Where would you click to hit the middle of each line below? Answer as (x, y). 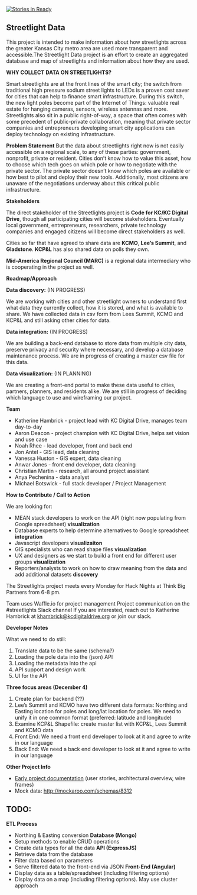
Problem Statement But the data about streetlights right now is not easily (95, 146)
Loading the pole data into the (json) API (64, 656)
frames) (24, 784)
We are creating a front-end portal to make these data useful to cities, (91, 385)
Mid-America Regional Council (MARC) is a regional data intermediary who (98, 260)
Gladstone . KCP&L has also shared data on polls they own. (78, 249)
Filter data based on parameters (54, 860)
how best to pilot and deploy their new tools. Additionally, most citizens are (97, 177)
